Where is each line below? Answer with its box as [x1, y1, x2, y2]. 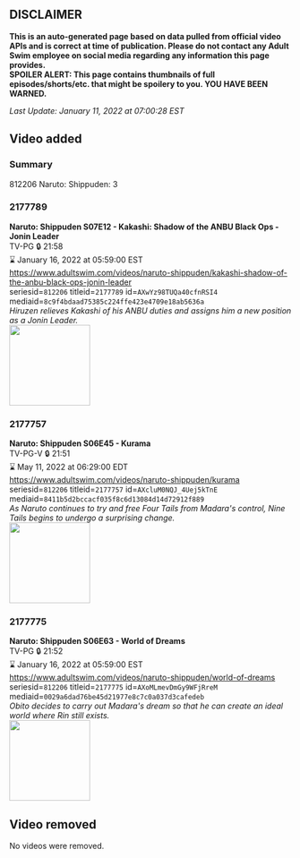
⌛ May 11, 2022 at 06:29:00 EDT [9, 461, 128, 473]
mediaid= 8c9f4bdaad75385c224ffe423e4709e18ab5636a [9, 296, 204, 306]
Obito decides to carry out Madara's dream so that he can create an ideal [9, 700, 284, 711]
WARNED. [9, 88, 47, 99]
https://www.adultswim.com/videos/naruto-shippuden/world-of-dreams [9, 672, 276, 683]
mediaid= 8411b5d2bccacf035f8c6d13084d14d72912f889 [9, 493, 204, 504]
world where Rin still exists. [9, 710, 110, 721]
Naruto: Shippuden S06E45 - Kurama [9, 438, 151, 449]
